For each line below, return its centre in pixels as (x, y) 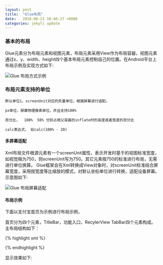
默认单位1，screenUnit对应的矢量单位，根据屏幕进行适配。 (57, 101)
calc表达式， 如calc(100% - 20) (36, 130)
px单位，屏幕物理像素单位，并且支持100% (41, 110)
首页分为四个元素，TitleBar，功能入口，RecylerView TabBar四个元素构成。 (80, 222)
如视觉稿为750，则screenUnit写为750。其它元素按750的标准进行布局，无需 (81, 159)
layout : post (18, 10)
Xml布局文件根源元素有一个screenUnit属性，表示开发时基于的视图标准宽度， (82, 153)
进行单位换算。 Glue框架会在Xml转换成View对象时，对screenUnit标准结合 (80, 165)
